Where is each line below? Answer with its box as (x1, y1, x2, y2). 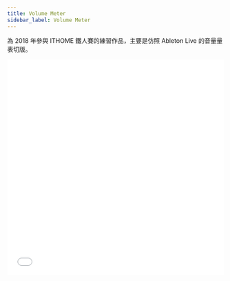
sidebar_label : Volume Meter (7, 17, 91, 23)
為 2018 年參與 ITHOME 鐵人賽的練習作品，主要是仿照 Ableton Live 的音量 (7, 36, 217, 45)
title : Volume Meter (7, 10, 67, 17)
